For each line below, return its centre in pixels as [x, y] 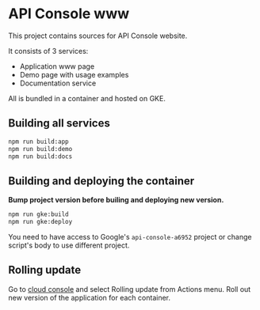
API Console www [69, 14]
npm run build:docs [40, 156]
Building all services [59, 123]
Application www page [57, 66]
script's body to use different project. [69, 245]
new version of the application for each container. [89, 297]
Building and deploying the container [101, 181]
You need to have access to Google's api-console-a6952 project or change [130, 236]
